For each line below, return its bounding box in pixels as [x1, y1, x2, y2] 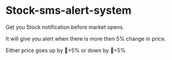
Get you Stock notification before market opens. [5, 23, 125, 31]
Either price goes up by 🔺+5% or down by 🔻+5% [5, 46, 126, 54]
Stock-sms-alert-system [5, 4, 132, 17]
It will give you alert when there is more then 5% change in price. [5, 35, 166, 42]
